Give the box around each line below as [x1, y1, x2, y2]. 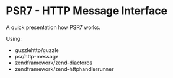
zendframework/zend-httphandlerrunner [14, 65, 114, 72]
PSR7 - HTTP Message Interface [6, 4, 167, 18]
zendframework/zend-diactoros [14, 59, 93, 66]
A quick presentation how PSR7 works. [6, 24, 100, 31]
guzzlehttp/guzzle [14, 46, 59, 54]
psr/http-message [14, 53, 59, 60]
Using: [6, 35, 22, 42]
